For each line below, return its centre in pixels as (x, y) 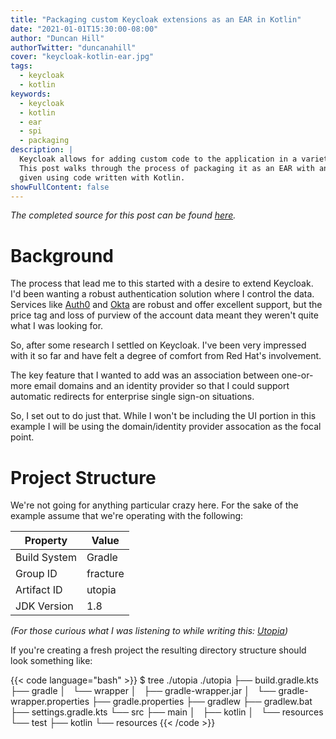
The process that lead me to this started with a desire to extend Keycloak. (162, 283)
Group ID (36, 574)
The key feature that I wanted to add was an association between (145, 375)
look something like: (51, 661)
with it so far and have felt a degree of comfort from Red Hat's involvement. (166, 356)
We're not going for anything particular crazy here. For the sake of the (154, 505)
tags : (21, 66)
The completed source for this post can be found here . (123, 215)
